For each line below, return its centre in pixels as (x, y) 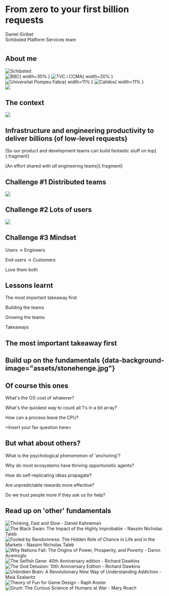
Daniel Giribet (19, 34)
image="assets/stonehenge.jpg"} (60, 368)
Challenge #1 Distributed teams (56, 182)
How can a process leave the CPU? (42, 418)
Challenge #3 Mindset (41, 238)
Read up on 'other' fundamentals (58, 511)
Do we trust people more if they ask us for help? (55, 495)
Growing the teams (25, 317)
